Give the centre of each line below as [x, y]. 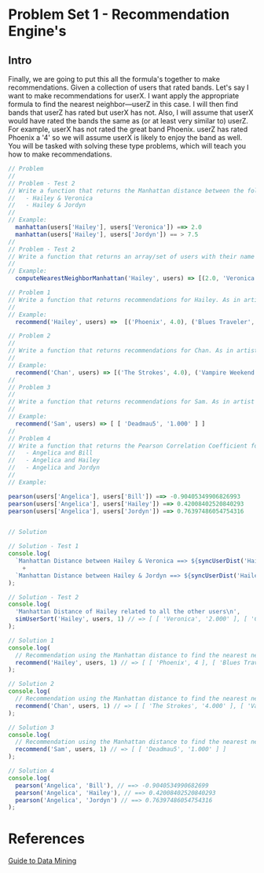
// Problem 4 [29, 438]
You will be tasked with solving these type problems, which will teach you [127, 146]
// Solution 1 [31, 640]
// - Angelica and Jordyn [54, 468]
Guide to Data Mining [42, 861]
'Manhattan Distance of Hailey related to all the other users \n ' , [128, 612]
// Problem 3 [29, 387]
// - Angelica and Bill [50, 453]
